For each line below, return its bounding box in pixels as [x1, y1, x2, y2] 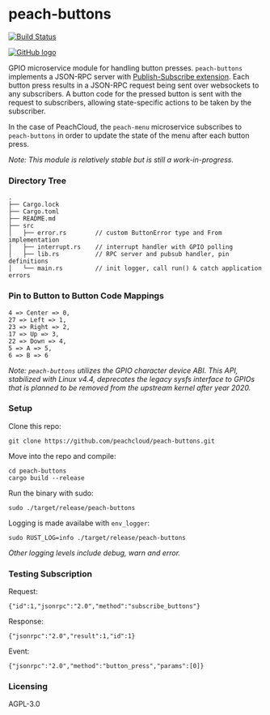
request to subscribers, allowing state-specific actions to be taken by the [8, 97, 252, 107]
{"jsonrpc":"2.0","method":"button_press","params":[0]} [8, 662, 205, 670]
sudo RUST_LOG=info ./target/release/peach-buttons [8, 533, 186, 542]
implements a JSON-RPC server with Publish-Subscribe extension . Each [8, 71, 250, 81]
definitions [8, 257, 49, 266]
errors [8, 272, 31, 280]
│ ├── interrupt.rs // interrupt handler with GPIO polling [8, 243, 233, 251]
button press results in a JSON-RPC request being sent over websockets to [8, 80, 259, 90]
